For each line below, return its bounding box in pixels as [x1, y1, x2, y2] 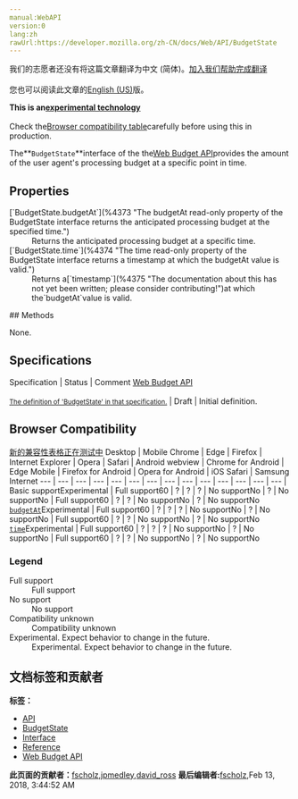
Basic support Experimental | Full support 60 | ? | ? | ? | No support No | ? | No [9, 484, 290, 496]
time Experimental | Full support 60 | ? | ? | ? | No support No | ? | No [9, 523, 254, 534]
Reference [21, 741, 61, 752]
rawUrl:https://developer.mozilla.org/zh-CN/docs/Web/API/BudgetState [9, 38, 277, 47]
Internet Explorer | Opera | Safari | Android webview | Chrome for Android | [9, 457, 285, 467]
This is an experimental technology [9, 102, 141, 113]
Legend [9, 555, 43, 568]
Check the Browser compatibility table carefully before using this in [9, 122, 252, 132]
